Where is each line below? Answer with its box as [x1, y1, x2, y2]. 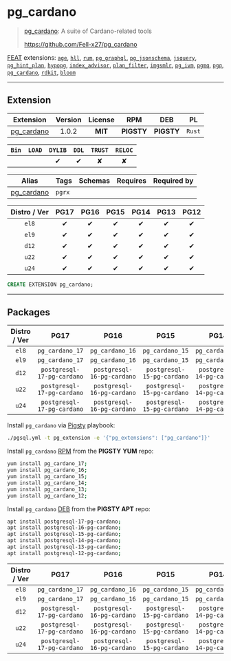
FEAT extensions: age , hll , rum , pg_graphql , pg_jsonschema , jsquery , [7, 53, 197, 62]
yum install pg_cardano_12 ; [7, 492, 88, 499]
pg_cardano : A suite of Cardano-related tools [23, 27, 153, 35]
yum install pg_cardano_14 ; [7, 479, 88, 486]
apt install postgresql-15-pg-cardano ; [7, 530, 122, 538]
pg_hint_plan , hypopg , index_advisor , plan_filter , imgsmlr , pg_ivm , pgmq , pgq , [7, 60, 224, 69]
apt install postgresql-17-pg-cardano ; [7, 518, 122, 525]
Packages [7, 306, 50, 318]
